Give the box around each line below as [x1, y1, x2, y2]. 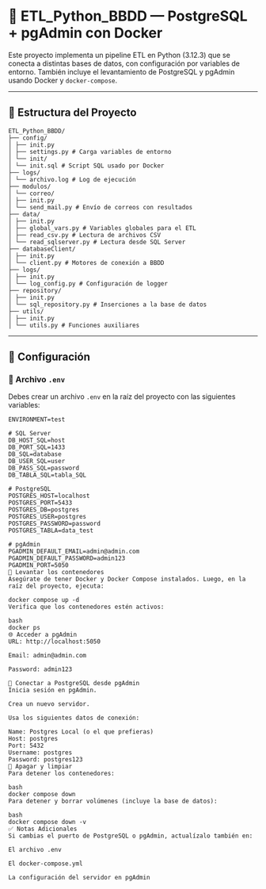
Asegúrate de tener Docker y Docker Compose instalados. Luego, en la [8, 575, 246, 584]
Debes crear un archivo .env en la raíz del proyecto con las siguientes [8, 392, 236, 401]
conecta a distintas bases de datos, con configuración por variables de [8, 59, 240, 68]
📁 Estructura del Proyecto [8, 106, 137, 120]
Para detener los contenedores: [8, 769, 115, 778]
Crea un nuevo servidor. [8, 700, 90, 708]
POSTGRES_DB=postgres [8, 506, 80, 514]
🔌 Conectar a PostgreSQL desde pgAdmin [8, 680, 140, 688]
